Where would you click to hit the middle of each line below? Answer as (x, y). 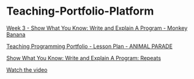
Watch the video (27, 70)
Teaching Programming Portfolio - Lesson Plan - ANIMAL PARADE (90, 46)
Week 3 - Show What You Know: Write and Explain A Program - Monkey (97, 28)
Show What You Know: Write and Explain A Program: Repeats (84, 58)
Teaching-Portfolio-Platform (80, 11)
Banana (16, 34)
